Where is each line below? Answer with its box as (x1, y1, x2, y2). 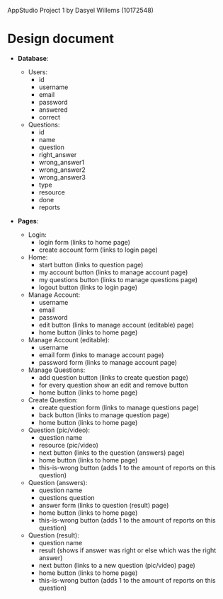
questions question (38, 493, 95, 501)
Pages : (17, 216, 39, 225)
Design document (7, 31, 115, 47)
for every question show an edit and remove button (38, 380, 189, 389)
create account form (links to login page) (38, 245, 158, 254)
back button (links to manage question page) (38, 410, 170, 419)
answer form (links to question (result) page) (38, 501, 169, 509)
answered (38, 105, 69, 114)
